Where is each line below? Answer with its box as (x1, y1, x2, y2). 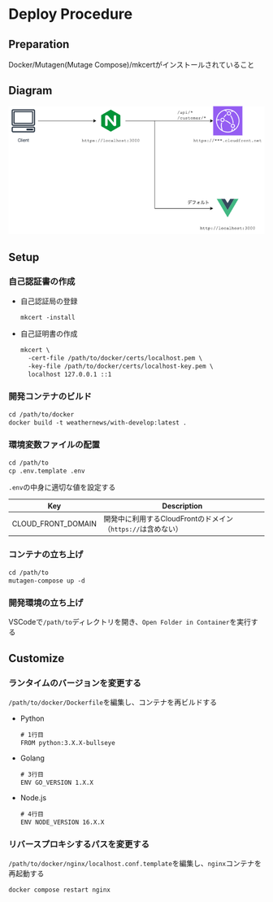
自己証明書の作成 (19, 329, 78, 338)
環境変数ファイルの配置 (8, 439, 100, 451)
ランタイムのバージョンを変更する (8, 677, 142, 688)
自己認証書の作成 (8, 276, 76, 287)
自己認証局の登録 (19, 296, 78, 306)
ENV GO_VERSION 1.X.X (19, 778, 93, 787)
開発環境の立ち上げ (8, 597, 84, 608)
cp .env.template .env (8, 467, 85, 476)
